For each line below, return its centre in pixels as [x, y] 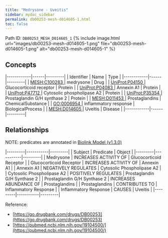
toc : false [17, 24]
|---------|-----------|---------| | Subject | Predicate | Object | [69, 152]
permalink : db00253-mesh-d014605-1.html [48, 19]
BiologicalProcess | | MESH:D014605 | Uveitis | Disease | [64, 109]
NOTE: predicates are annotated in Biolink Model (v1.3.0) [63, 142]
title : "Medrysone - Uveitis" [37, 10]
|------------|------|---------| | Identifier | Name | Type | [63, 77]
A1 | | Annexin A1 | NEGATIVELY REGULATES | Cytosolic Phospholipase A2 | [83, 168]
